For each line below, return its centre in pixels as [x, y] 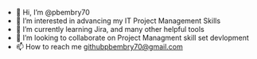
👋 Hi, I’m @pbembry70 [53, 12]
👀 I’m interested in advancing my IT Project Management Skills [118, 21]
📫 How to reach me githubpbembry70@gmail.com [99, 47]
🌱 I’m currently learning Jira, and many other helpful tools [110, 29]
